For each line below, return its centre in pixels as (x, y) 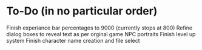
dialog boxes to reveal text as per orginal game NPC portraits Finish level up (101, 34)
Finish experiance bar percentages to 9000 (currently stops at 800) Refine (99, 28)
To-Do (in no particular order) (82, 11)
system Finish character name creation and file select (73, 40)
